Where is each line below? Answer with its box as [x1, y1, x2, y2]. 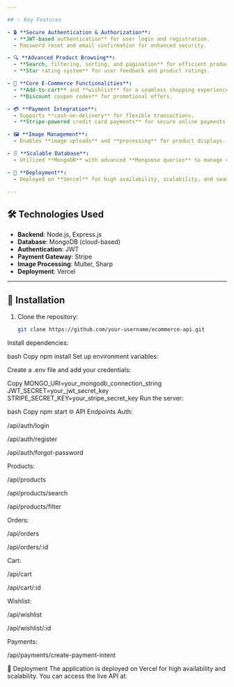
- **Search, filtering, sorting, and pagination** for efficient [13, 61, 208, 68]
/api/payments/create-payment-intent [7, 651, 116, 659]
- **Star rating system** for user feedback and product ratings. [13, 68, 210, 75]
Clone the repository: [17, 313, 79, 321]
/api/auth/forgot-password [7, 448, 84, 456]
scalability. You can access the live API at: [7, 672, 127, 680]
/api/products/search [7, 488, 68, 497]
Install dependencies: [7, 339, 69, 347]
